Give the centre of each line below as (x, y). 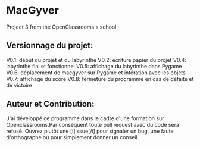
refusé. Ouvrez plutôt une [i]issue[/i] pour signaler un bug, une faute (90, 131)
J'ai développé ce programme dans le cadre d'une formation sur (85, 118)
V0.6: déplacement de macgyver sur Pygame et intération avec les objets (96, 73)
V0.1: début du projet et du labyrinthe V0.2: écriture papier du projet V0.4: (96, 60)
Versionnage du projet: (50, 46)
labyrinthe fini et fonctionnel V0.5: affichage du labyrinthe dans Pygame (94, 66)
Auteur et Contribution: (50, 104)
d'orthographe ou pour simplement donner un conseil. (73, 137)
